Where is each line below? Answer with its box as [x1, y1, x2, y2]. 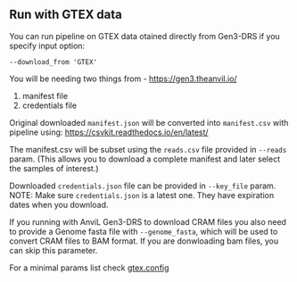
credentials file [21, 100, 78, 111]
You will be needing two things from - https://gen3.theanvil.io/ [9, 73, 238, 84]
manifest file [21, 90, 69, 101]
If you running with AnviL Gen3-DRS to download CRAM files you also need [9, 216, 287, 227]
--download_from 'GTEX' [9, 57, 98, 66]
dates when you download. [9, 199, 109, 210]
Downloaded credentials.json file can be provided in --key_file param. [9, 180, 276, 191]
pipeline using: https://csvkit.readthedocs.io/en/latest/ [9, 127, 209, 137]
